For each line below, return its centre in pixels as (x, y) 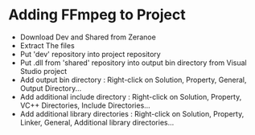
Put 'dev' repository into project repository (90, 54)
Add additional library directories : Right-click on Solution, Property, (132, 113)
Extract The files (47, 45)
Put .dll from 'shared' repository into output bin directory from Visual (133, 63)
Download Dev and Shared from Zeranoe (88, 37)
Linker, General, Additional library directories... (97, 122)
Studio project (43, 71)
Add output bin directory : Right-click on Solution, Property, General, (133, 80)
